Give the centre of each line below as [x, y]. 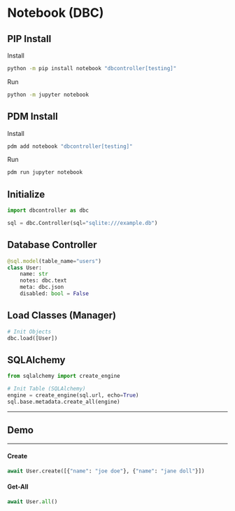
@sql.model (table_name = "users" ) [54, 261]
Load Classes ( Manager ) [62, 316]
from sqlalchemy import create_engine [64, 376]
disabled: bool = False [55, 294]
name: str [34, 274]
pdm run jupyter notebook [45, 172]
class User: [24, 268]
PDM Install [33, 117]
